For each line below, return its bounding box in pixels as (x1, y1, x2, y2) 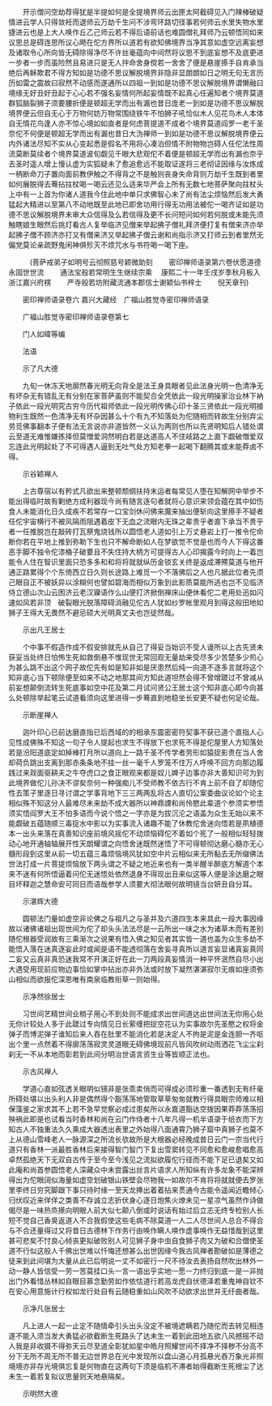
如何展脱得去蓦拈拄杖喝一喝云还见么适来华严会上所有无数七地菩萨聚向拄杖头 (8, 179, 264, 189)
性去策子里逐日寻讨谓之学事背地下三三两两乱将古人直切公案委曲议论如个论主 (8, 788, 264, 797)
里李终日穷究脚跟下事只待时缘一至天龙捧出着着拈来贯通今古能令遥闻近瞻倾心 (8, 1186, 264, 1194)
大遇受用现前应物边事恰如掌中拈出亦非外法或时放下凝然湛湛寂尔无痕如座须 (8, 964, 257, 974)
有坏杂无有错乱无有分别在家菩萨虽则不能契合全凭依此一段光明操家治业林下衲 (8, 391, 264, 400)
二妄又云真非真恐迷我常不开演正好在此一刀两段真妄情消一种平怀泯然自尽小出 (8, 955, 264, 964)
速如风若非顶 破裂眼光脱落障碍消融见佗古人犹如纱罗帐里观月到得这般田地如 (8, 598, 264, 607)
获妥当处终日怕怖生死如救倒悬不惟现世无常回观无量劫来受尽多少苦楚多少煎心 (8, 652, 264, 662)
